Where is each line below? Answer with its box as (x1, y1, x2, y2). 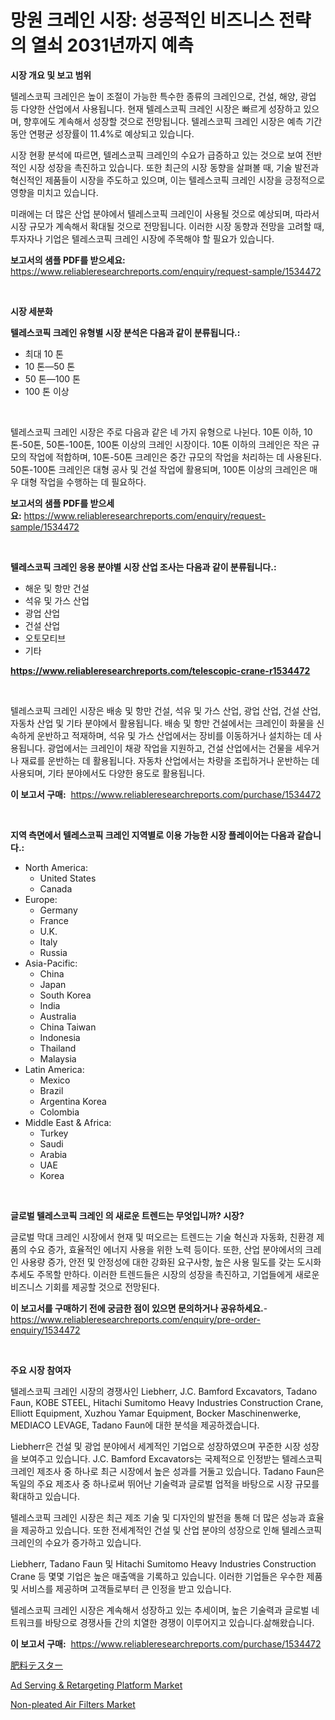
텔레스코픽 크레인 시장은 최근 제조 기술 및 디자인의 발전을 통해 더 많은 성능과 (10, 1511, 307, 1523)
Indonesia (39, 1031, 81, 1043)
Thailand (39, 1042, 77, 1054)
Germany (39, 904, 78, 916)
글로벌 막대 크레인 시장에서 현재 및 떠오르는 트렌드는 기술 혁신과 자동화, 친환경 (10, 1231, 315, 1243)
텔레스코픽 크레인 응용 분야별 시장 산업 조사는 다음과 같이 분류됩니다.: (10, 561, 277, 573)
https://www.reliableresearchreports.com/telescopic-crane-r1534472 (10, 664, 311, 676)
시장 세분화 (10, 305, 53, 317)
